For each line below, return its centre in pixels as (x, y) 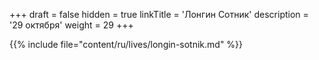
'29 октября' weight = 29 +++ (71, 25)
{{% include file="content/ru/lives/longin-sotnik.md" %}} (126, 44)
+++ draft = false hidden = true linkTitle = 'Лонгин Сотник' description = (159, 14)
